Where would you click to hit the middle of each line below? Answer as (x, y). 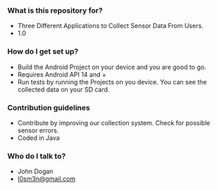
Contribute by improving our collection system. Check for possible (114, 122)
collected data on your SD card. (63, 89)
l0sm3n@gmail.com (46, 179)
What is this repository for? (55, 11)
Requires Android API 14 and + (62, 74)
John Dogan (35, 172)
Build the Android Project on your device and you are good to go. (112, 67)
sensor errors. (38, 130)
